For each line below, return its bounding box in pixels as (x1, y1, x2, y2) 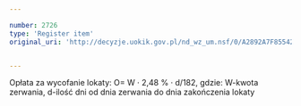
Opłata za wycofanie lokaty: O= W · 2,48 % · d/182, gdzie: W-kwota (9, 77, 259, 88)
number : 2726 (9, 20, 58, 29)
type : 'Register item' (9, 29, 94, 38)
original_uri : (9, 37, 63, 46)
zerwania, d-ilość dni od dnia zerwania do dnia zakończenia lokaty (9, 86, 255, 98)
